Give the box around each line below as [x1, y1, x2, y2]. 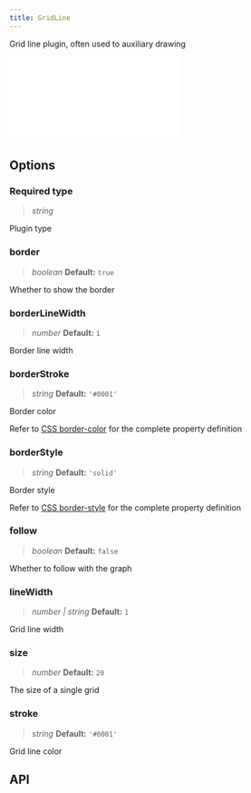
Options [9, 158, 56, 173]
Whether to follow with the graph [9, 562, 132, 573]
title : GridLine [9, 13, 71, 23]
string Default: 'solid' [31, 467, 118, 478]
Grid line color [9, 746, 63, 757]
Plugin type [9, 223, 53, 234]
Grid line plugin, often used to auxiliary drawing [9, 38, 186, 49]
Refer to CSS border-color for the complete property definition [9, 423, 243, 434]
